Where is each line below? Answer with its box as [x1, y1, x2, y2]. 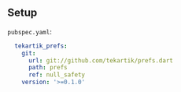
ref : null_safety [28, 71, 86, 79]
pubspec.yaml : [7, 27, 52, 36]
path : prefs [28, 64, 68, 72]
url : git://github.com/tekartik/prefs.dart [28, 56, 174, 65]
